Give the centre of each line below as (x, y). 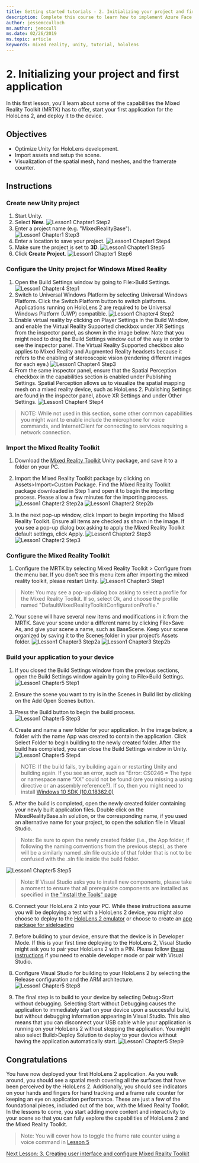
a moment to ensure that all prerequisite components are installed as (104, 888)
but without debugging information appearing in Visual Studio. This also (102, 1016)
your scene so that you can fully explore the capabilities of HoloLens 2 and (97, 1118)
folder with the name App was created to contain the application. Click (100, 736)
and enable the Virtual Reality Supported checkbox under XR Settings (99, 326)
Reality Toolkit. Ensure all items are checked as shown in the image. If (99, 521)
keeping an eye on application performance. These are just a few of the (93, 1099)
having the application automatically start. (66, 1041)
